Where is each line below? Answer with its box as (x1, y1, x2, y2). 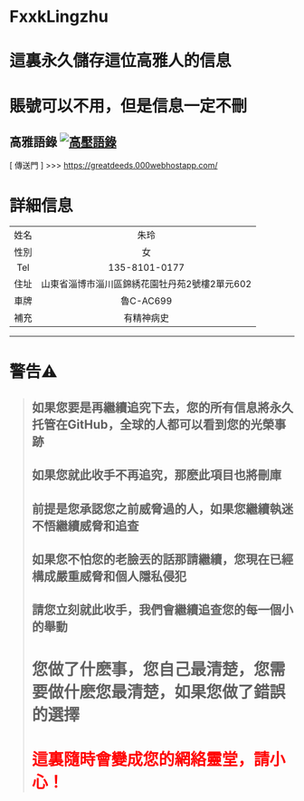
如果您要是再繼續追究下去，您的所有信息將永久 (31, 400, 294, 415)
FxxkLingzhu (9, 6, 109, 27)
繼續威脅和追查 (55, 518, 139, 534)
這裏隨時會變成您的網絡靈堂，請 (31, 749, 270, 769)
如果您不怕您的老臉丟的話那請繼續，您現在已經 (31, 552, 294, 567)
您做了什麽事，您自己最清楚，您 (31, 659, 270, 680)
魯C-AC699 (120, 294, 173, 307)
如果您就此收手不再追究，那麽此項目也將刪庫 (31, 468, 282, 483)
